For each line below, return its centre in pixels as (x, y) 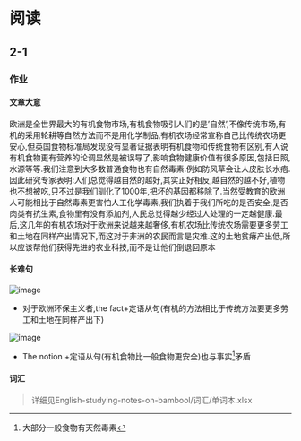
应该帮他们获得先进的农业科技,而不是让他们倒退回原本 (116, 246)
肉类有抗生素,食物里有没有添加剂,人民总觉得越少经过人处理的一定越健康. (142, 213)
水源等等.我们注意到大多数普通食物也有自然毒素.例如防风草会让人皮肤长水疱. (150, 169)
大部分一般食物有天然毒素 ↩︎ (74, 428)
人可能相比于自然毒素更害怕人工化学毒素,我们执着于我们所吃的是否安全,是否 (149, 202)
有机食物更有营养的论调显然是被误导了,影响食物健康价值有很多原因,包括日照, (150, 157)
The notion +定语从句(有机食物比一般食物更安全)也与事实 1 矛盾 (136, 355)
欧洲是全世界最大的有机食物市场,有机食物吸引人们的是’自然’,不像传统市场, (144, 124)
